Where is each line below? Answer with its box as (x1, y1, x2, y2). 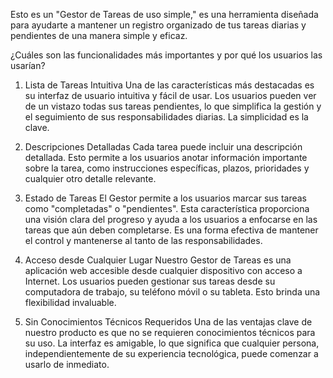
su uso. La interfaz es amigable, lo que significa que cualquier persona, (24, 337, 320, 349)
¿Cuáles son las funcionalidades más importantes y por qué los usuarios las (10, 49, 323, 61)
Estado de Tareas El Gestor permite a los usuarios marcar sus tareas (24, 192, 307, 204)
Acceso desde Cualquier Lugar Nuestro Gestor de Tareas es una (24, 254, 292, 266)
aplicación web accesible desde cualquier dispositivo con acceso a (24, 265, 303, 276)
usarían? (10, 60, 46, 71)
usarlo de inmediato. (24, 359, 110, 370)
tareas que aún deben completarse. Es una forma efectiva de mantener (24, 224, 319, 236)
